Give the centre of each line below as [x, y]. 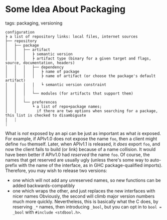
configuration [20, 32]
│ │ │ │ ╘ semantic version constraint [56, 84]
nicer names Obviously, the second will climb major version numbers [83, 196]
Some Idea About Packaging [65, 9]
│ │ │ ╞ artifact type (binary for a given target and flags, [78, 58]
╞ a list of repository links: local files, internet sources [71, 36]
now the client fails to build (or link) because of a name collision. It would [80, 149]
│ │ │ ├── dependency [35, 67]
